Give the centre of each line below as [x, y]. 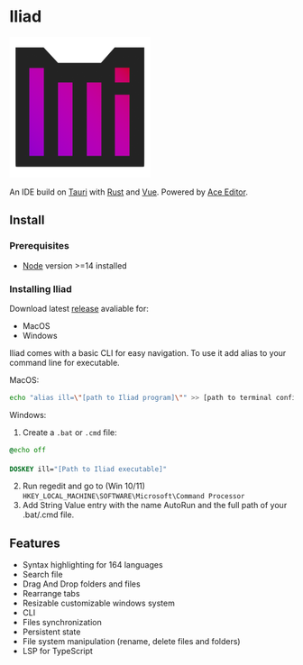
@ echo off [28, 450]
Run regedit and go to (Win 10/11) [84, 486]
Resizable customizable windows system [99, 603]
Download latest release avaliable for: [79, 308]
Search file [42, 575]
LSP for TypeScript [57, 651]
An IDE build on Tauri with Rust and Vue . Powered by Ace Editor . [129, 192]
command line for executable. [64, 362]
